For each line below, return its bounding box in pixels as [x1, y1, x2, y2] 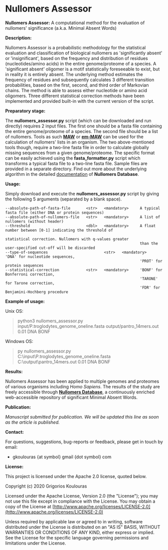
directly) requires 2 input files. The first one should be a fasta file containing [5, 123, 162, 129]
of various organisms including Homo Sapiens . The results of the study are [5, 383, 160, 389]
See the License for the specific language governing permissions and [5, 534, 149, 540]
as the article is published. [5, 419, 60, 425]
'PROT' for [139, 258, 163, 263]
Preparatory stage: [5, 108, 46, 114]
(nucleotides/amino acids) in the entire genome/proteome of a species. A [5, 60, 156, 66]
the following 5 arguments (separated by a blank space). [5, 196, 122, 202]
